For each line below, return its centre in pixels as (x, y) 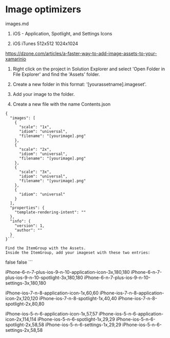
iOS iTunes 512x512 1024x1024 (45, 43)
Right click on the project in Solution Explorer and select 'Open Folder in (89, 69)
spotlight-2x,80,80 (25, 304)
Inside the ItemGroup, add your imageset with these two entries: (78, 252)
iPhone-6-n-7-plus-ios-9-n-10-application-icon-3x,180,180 (68, 272)
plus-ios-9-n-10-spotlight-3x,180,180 (44, 277)
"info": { (20, 221)
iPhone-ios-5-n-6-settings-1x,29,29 (83, 325)
